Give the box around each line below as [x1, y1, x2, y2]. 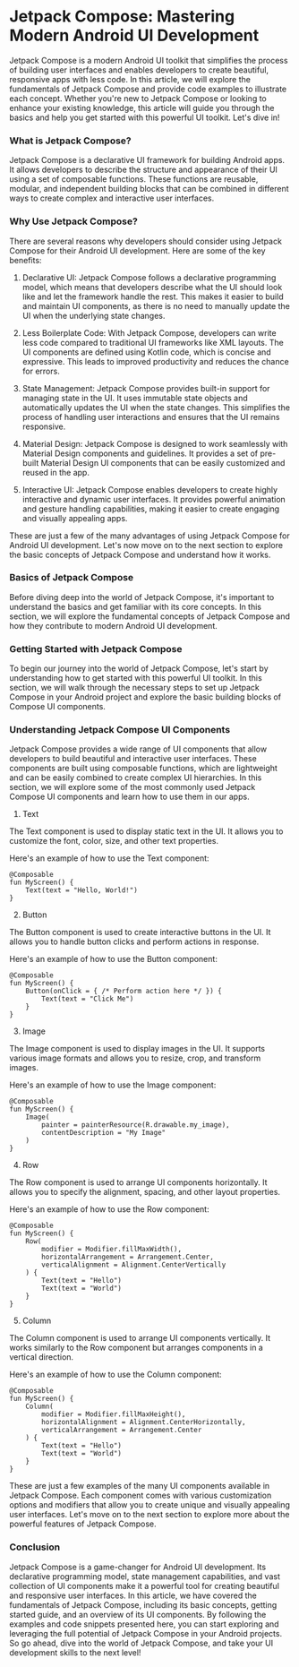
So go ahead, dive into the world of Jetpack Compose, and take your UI [9, 1637, 274, 1648]
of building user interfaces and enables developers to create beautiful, [9, 64, 269, 75]
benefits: [9, 254, 42, 265]
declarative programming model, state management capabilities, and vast [9, 1570, 280, 1582]
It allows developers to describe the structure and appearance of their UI [9, 164, 278, 176]
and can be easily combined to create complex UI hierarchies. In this [9, 772, 262, 783]
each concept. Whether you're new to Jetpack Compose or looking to [9, 92, 267, 104]
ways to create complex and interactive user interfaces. [9, 193, 215, 203]
